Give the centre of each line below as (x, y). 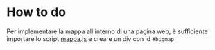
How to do (36, 12)
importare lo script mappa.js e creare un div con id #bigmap (91, 38)
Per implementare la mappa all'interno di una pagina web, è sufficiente (108, 31)
